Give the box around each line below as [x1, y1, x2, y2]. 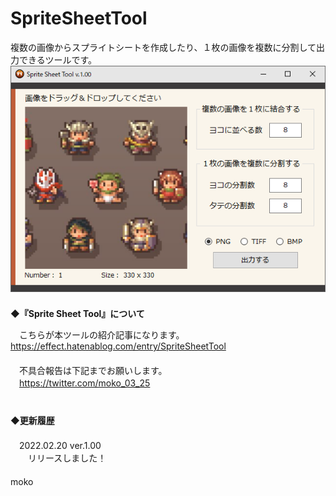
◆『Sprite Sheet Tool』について [10, 308, 145, 320]
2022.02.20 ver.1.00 [18, 440, 102, 452]
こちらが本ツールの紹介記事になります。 [18, 329, 185, 341]
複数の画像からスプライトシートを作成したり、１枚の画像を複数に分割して [10, 41, 317, 53]
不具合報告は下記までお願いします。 [18, 365, 168, 377]
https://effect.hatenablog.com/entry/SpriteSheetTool [10, 340, 227, 352]
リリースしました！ [27, 452, 107, 464]
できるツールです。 [18, 53, 98, 66]
